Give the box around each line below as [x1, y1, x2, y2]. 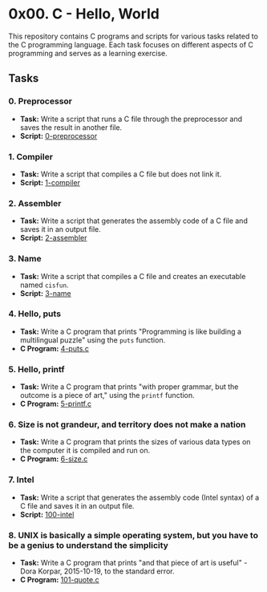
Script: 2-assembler [19, 233, 87, 243]
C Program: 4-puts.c [19, 343, 90, 353]
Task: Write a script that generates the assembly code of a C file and [19, 216, 249, 225]
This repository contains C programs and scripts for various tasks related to [8, 31, 259, 41]
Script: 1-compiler [19, 177, 80, 187]
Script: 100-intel [19, 509, 75, 519]
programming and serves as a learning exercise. [8, 48, 168, 58]
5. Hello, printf [8, 363, 65, 375]
